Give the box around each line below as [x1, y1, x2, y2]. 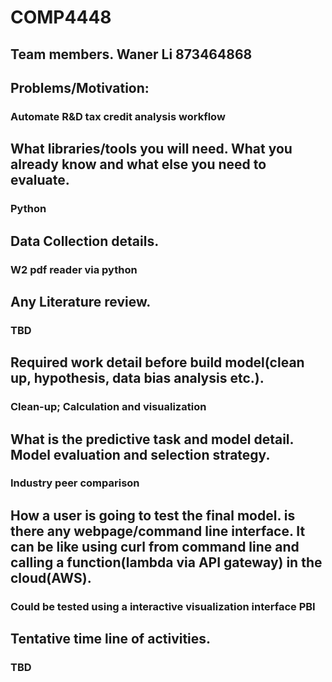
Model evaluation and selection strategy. [10, 446, 271, 463]
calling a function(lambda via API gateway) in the [10, 554, 323, 571]
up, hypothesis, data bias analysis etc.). [10, 370, 265, 387]
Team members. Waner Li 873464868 [10, 46, 253, 63]
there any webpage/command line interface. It [10, 522, 306, 540]
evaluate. [10, 172, 70, 189]
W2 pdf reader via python [10, 262, 138, 276]
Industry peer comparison [10, 476, 140, 490]
